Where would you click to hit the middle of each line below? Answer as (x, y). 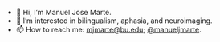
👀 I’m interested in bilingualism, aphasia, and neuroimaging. (114, 21)
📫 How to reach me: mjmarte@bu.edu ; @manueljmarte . (109, 29)
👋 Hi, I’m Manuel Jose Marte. (64, 12)
